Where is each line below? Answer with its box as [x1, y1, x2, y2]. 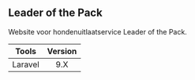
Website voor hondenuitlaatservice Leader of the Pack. [8, 27, 187, 36]
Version [47, 45, 77, 56]
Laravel [12, 59, 39, 70]
